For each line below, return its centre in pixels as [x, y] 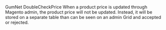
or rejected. [17, 22]
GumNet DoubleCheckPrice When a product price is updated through [76, 7]
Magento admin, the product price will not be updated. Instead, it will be [79, 12]
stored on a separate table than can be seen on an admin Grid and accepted [83, 17]
